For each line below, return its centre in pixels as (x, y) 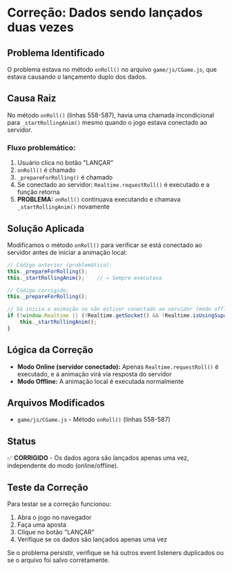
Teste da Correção (48, 487)
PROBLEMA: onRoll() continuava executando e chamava (99, 200)
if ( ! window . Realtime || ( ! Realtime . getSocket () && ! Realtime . (100, 316)
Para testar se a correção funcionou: (59, 504)
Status (22, 441)
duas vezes (40, 27)
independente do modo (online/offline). (63, 466)
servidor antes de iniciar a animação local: (67, 252)
